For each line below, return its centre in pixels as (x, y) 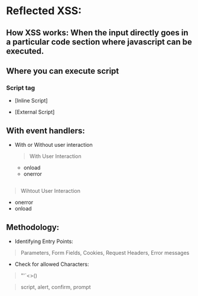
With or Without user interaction (53, 145)
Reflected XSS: (44, 11)
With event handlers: (46, 131)
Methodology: (33, 227)
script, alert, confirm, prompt (56, 287)
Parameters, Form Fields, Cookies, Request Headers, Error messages (105, 253)
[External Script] (35, 112)
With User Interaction (55, 156)
